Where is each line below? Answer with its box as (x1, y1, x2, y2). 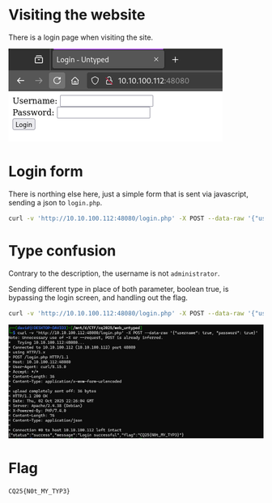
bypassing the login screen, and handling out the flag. (8, 293, 189, 302)
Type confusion (8, 241, 117, 260)
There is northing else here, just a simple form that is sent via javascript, (8, 188, 249, 199)
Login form (8, 163, 83, 181)
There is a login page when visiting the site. (8, 32, 154, 42)
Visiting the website (8, 6, 146, 24)
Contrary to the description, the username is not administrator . (8, 268, 220, 278)
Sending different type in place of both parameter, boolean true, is (8, 284, 229, 294)
